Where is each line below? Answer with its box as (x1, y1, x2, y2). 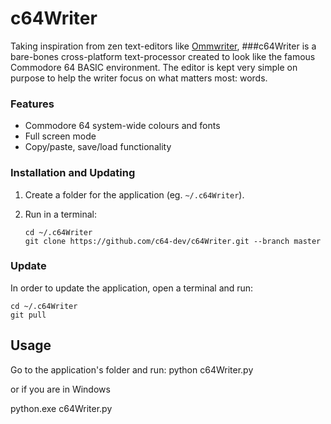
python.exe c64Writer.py (10, 402, 113, 414)
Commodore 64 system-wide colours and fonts (24, 120, 221, 132)
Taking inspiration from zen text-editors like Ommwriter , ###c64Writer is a (10, 40, 317, 52)
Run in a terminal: (24, 208, 97, 220)
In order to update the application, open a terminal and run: (10, 282, 254, 294)
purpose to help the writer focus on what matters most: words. (10, 72, 268, 84)
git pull (10, 310, 47, 320)
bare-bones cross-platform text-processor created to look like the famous (10, 50, 316, 62)
